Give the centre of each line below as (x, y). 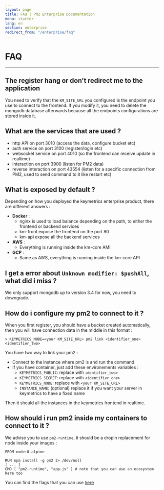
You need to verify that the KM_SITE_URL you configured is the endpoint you (80, 100)
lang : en (14, 23)
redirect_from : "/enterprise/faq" (40, 32)
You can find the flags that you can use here (50, 482)
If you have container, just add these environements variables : (75, 367)
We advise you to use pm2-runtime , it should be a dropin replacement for (78, 438)
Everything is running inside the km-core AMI (65, 247)
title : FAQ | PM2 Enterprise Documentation (50, 14)
